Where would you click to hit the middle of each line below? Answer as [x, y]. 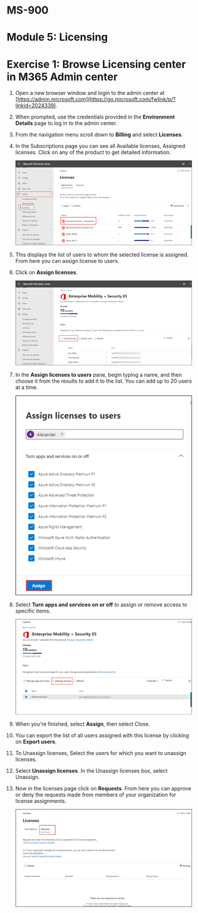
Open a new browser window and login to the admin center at [90, 93]
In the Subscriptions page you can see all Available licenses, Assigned [100, 146]
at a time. [26, 387]
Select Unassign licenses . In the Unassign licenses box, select [91, 771]
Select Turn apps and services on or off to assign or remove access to [101, 605]
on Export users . [36, 742]
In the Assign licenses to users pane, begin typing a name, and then [98, 375]
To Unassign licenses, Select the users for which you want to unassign [101, 753]
